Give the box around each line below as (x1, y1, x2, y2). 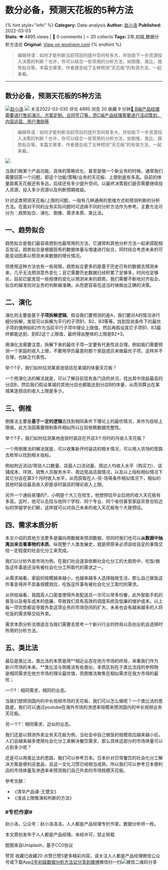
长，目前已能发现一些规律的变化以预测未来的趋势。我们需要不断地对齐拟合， (5, 276, 163, 282)
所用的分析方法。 (5, 628, 40, 633)
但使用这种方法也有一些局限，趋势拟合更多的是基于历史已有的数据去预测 (5, 263, 154, 269)
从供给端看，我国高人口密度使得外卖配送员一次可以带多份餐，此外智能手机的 (5, 592, 163, 598)
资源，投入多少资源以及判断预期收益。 (9, 186, 88, 193)
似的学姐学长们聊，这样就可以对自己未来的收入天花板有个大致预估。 (5, 505, 145, 511)
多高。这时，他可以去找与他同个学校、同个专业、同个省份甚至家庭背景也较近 (5, 499, 163, 505)
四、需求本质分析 (5, 521, 58, 529)
